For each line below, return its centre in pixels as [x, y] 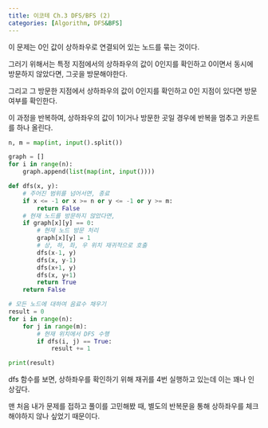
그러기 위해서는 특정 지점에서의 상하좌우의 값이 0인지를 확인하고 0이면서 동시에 [131, 64]
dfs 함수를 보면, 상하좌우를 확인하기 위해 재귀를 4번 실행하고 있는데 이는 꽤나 [127, 379]
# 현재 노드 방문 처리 [68, 231]
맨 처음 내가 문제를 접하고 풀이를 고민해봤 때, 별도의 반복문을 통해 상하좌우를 [126, 406]
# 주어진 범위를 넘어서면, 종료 [66, 193]
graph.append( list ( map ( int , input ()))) [89, 172]
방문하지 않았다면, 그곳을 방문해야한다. [68, 73]
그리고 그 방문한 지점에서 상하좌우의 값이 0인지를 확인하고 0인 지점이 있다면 [126, 90]
